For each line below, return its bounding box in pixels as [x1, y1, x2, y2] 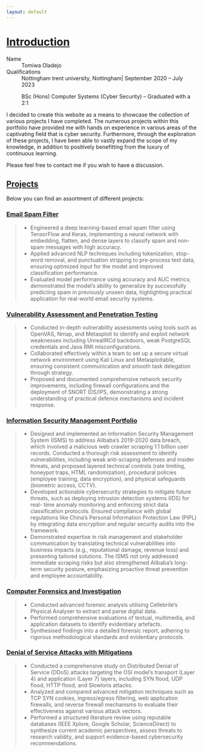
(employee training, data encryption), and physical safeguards [30, 475, 186, 483]
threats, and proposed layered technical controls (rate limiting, [30, 462, 186, 470]
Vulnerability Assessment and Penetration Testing [6, 310, 158, 319]
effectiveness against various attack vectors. [30, 707, 142, 714]
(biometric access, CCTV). [30, 482, 97, 489]
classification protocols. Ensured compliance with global [30, 507, 171, 515]
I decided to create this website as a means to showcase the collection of [6, 110, 190, 118]
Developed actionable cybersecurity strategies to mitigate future [30, 488, 191, 495]
